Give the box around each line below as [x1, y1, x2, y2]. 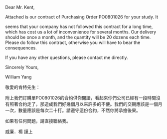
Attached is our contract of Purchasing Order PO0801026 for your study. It [5, 14, 159, 19]
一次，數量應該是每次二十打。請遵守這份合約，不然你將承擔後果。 [5, 107, 141, 113]
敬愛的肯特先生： [5, 84, 40, 90]
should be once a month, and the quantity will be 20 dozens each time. [5, 34, 151, 40]
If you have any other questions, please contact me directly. [5, 54, 128, 60]
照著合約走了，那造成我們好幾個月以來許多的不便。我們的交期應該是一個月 [9, 101, 163, 107]
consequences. [5, 45, 37, 50]
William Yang [5, 74, 32, 79]
